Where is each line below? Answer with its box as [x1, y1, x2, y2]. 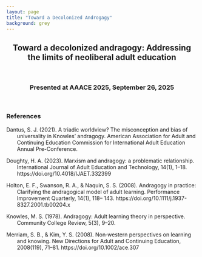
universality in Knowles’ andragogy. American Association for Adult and [17, 132, 196, 139]
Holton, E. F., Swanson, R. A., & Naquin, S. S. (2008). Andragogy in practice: [6, 181, 197, 189]
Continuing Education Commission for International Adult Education [17, 139, 186, 146]
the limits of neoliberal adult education [27, 52, 177, 62]
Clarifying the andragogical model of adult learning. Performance [17, 188, 180, 195]
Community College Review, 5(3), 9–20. [17, 219, 116, 226]
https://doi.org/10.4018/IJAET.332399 [17, 170, 112, 177]
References [6, 112, 41, 121]
